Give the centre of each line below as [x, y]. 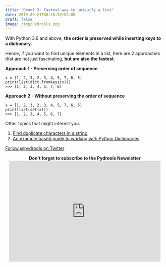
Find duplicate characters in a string [50, 133]
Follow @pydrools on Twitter [35, 148]
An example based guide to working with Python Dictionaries [76, 139]
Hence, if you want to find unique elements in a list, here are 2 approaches [83, 54]
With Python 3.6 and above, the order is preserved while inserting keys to [83, 38]
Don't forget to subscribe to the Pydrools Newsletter [85, 158]
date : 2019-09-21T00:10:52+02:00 [40, 15]
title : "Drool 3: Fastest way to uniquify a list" [60, 10]
